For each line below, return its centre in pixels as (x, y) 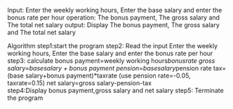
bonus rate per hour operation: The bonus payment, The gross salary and (113, 17)
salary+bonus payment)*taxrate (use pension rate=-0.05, (108, 75)
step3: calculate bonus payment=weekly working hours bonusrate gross (111, 61)
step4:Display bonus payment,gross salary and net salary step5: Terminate (116, 90)
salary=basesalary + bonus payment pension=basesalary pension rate (109, 68)
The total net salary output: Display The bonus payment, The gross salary (113, 25)
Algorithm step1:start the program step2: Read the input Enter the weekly (113, 46)
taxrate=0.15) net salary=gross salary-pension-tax (80, 83)
